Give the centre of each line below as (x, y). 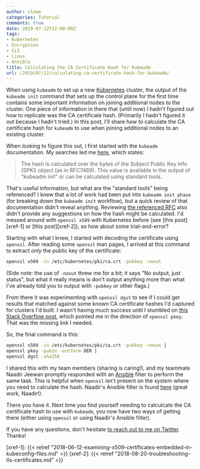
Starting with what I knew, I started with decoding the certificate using (92, 238)
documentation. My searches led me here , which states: (75, 153)
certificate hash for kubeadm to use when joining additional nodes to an (93, 128)
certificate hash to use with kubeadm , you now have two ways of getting (93, 411)
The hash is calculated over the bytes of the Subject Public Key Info (104, 164)
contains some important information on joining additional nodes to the (93, 103)
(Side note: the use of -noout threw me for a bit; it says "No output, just (93, 273)
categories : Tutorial (33, 17)
